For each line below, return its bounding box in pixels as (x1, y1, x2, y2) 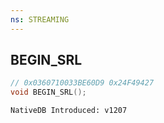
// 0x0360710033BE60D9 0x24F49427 (10, 78, 155, 88)
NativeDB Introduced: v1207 (10, 106, 128, 116)
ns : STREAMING (10, 14, 70, 25)
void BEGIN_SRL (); (10, 87, 87, 98)
